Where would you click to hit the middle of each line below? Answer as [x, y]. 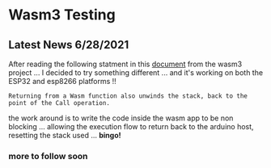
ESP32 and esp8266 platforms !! [63, 81]
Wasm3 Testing [62, 15]
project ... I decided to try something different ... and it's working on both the [136, 73]
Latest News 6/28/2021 [69, 45]
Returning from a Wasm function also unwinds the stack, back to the [128, 96]
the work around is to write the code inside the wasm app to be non [121, 118]
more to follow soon [48, 156]
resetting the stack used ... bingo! [65, 135]
